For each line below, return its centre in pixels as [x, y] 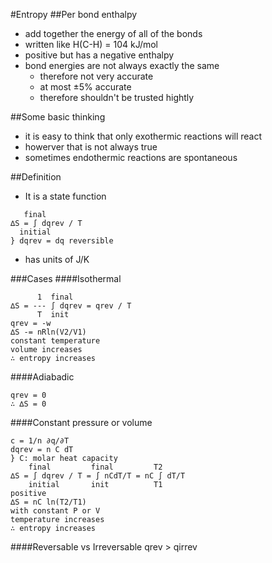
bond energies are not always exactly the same [122, 65]
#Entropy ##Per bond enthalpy [74, 14]
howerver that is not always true [91, 147]
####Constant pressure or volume [81, 422]
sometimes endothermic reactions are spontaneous [131, 157]
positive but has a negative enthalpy [99, 55]
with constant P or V [55, 511]
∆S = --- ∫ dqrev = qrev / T [71, 306]
